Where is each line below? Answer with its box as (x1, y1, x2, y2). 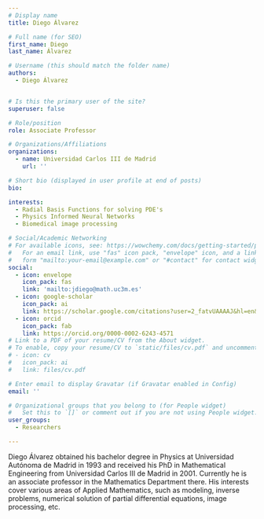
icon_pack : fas (22, 278, 72, 286)
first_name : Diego (8, 40, 68, 48)
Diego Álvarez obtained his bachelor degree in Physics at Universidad (8, 451, 234, 461)
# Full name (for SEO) (8, 33, 82, 41)
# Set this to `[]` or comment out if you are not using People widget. (8, 409, 258, 417)
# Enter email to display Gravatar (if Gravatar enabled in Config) (8, 380, 237, 388)
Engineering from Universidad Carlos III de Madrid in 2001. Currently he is (8, 469, 247, 478)
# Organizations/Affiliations (8, 141, 108, 149)
